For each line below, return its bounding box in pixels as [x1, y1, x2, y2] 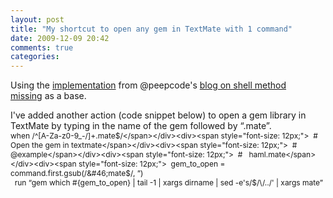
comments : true [10, 42, 74, 53]
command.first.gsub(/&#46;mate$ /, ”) [10, 168, 144, 179]
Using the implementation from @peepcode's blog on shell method [10, 79, 287, 91]
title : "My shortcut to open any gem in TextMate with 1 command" [10, 24, 293, 34]
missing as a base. [10, 90, 87, 102]
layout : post [10, 14, 65, 25]
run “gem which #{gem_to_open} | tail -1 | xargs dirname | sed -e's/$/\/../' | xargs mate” [14, 177, 324, 188]
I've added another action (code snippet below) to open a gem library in [10, 109, 307, 121]
